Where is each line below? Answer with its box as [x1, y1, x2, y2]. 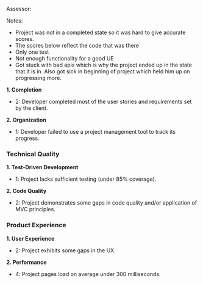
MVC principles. [15, 206, 56, 213]
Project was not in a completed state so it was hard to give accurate [15, 29, 186, 36]
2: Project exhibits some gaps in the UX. [15, 247, 116, 254]
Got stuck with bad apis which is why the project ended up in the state [15, 61, 192, 68]
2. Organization [6, 116, 47, 123]
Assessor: [6, 5, 32, 12]
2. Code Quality [6, 188, 47, 195]
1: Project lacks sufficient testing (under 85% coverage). [15, 175, 157, 183]
